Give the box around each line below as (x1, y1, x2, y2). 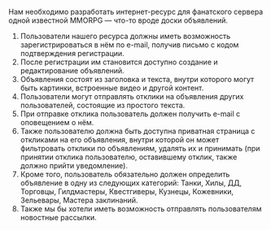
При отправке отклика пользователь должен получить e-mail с (20, 109, 241, 119)
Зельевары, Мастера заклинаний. (20, 195, 138, 205)
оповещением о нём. (20, 118, 94, 127)
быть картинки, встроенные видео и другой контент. (20, 83, 204, 93)
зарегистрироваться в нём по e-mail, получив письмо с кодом (20, 40, 239, 50)
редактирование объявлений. (20, 66, 125, 76)
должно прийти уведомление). (20, 161, 129, 170)
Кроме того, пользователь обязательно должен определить (20, 170, 230, 179)
